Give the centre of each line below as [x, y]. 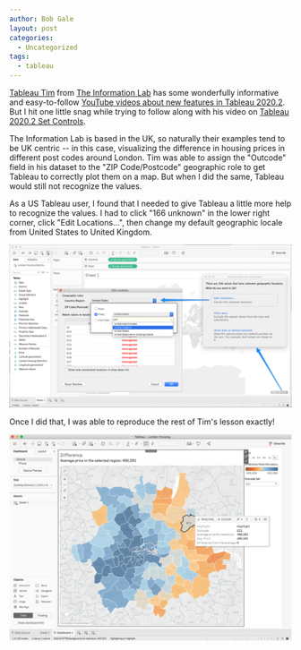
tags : [19, 57]
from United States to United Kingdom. [81, 232]
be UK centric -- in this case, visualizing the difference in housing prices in [147, 148]
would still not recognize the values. [76, 186]
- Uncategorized [47, 47]
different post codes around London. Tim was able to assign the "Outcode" [148, 158]
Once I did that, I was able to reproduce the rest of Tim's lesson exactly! [142, 422]
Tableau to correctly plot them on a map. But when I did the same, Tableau [147, 176]
